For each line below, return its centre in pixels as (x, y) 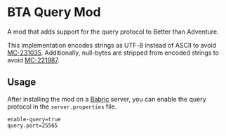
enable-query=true (34, 119)
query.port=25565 (33, 125)
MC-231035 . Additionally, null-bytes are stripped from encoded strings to (113, 53)
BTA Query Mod (54, 12)
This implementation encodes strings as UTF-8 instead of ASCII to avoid (112, 45)
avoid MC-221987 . (33, 60)
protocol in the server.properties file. (62, 107)
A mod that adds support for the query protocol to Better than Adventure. (113, 32)
